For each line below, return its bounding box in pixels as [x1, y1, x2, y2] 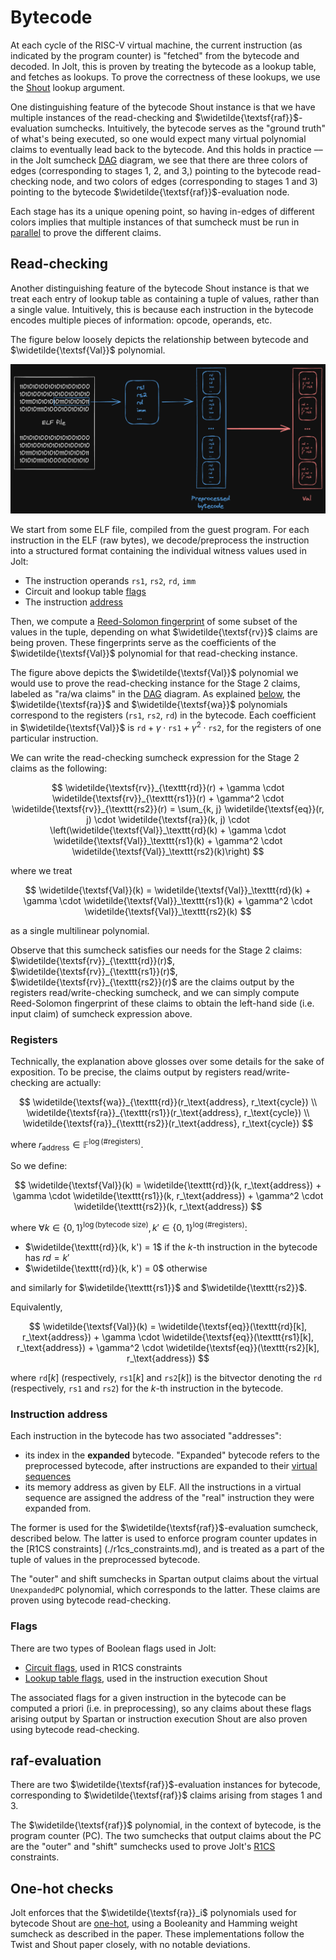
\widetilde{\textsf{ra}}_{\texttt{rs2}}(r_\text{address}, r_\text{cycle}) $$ [22, 1117, 314, 1129]
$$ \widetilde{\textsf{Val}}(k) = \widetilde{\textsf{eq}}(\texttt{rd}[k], [28, 1321, 308, 1333]
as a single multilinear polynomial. [10, 924, 150, 936]
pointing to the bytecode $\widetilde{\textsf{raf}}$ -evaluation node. [10, 186, 290, 198]
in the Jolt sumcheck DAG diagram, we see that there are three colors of [10, 154, 308, 166]
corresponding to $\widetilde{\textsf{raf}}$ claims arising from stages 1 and [10, 1789, 323, 1801]
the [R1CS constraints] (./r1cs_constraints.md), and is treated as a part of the [10, 1543, 325, 1555]
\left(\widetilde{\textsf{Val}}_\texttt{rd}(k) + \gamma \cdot [49, 824, 287, 836]
